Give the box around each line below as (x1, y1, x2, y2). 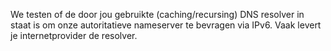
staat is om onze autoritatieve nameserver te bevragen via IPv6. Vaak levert (10, 19, 322, 31)
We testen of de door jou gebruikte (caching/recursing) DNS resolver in (10, 9, 305, 20)
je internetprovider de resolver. (10, 30, 138, 41)
